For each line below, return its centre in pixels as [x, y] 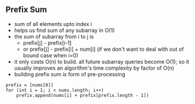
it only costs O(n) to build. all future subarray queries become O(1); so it [102, 61]
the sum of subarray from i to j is [54, 36]
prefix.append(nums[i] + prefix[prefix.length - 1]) [83, 95]
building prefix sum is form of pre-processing [70, 74]
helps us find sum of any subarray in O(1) [64, 30]
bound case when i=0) [50, 55]
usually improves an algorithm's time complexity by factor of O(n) [94, 68]
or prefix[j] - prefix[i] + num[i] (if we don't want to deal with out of [103, 49]
